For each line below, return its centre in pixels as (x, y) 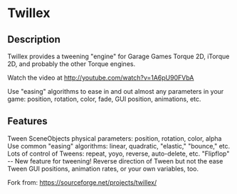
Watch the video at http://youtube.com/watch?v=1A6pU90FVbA (101, 77)
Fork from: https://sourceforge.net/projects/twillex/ (82, 182)
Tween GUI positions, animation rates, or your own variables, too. (103, 168)
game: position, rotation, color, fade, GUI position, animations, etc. (104, 99)
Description (34, 39)
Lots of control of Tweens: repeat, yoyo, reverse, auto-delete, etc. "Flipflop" (118, 153)
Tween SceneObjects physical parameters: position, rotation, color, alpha (115, 138)
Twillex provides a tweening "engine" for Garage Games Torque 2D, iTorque (118, 56)
